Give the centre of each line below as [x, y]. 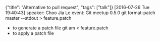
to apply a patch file [33, 33]
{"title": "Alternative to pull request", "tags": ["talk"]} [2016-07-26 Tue [77, 7]
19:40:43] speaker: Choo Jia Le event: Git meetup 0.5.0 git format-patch [80, 13]
